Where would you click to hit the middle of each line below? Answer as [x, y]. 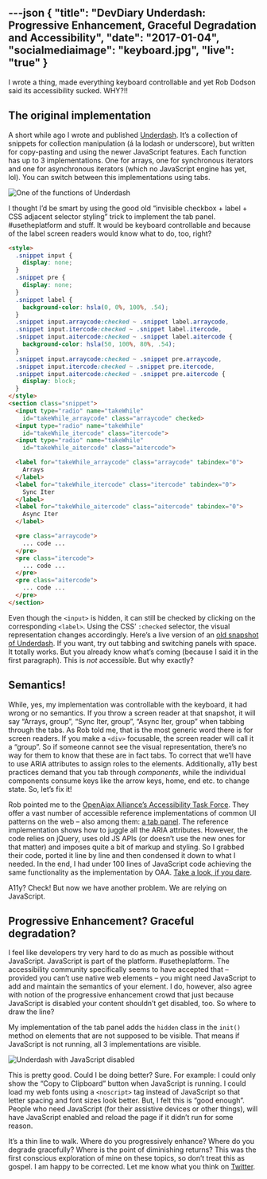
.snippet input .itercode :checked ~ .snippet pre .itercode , [115, 366]
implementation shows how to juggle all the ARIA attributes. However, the [128, 830]
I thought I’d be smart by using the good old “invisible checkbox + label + [128, 208]
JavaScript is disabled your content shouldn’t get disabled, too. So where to [132, 1004]
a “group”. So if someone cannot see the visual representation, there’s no [128, 746]
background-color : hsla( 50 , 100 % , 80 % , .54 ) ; [99, 344]
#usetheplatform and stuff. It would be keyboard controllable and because [130, 225]
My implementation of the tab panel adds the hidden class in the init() [124, 1028]
